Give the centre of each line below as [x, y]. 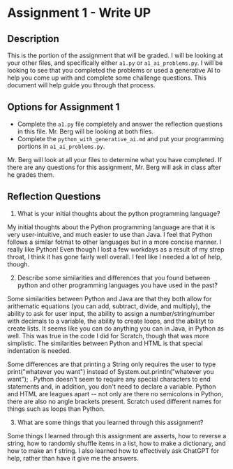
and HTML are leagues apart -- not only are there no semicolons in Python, [115, 394]
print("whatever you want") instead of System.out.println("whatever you [111, 371]
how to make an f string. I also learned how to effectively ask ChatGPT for [113, 450]
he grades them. [31, 174]
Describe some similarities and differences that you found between [114, 277]
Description [33, 39]
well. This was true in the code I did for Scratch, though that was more [108, 335]
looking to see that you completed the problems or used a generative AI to [114, 70]
